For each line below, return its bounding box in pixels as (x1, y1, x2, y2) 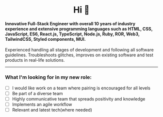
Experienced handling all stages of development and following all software (5, 47, 154, 53)
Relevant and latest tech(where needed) (12, 107, 92, 113)
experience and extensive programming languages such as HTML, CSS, (5, 26, 153, 32)
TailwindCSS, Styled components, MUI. (5, 36, 86, 42)
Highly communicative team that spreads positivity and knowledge (12, 96, 146, 101)
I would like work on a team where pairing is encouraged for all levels (12, 85, 150, 91)
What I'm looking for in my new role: (5, 74, 92, 81)
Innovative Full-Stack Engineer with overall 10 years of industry (5, 20, 136, 26)
